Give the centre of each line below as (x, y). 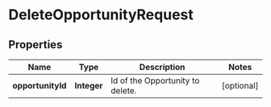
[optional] (240, 86)
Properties (35, 45)
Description (162, 67)
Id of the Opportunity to (155, 80)
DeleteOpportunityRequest (101, 15)
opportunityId (40, 86)
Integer (89, 86)
